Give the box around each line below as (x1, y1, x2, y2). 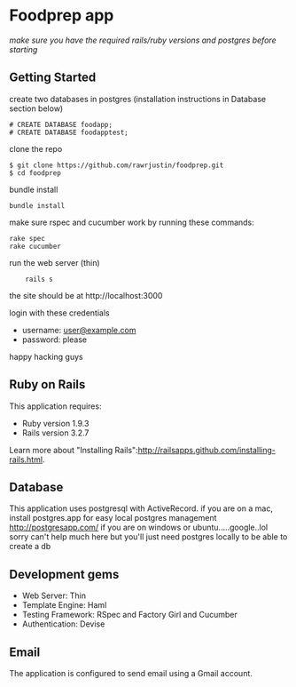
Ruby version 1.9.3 (21, 418, 90, 428)
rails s (25, 275, 53, 284)
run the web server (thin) (9, 257, 100, 268)
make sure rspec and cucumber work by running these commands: (9, 217, 254, 228)
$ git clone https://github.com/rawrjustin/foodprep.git (9, 161, 224, 170)
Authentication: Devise (21, 619, 105, 629)
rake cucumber (9, 242, 62, 251)
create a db (9, 541, 51, 552)
